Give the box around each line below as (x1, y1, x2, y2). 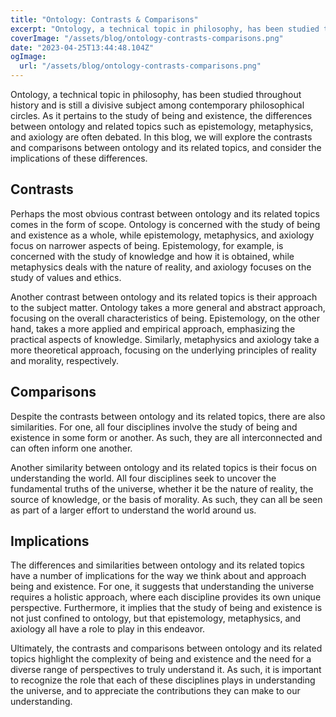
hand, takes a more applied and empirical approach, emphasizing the (10, 322, 296, 335)
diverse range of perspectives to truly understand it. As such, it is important (10, 664, 322, 676)
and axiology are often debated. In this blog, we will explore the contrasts (10, 131, 313, 143)
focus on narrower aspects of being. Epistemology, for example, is (10, 239, 284, 251)
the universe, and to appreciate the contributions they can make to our (10, 685, 301, 697)
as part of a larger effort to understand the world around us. (10, 504, 257, 516)
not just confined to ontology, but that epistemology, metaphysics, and (10, 612, 302, 625)
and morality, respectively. (10, 354, 120, 366)
